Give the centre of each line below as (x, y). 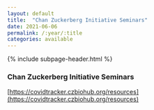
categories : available (40, 39)
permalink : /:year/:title (45, 33)
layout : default (31, 13)
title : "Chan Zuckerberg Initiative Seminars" (78, 20)
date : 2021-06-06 (32, 26)
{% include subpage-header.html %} (60, 59)
